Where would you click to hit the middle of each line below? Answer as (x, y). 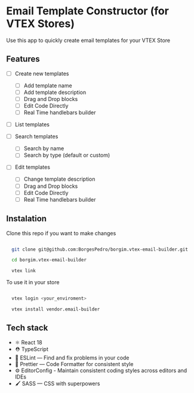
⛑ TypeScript (32, 349)
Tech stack (27, 328)
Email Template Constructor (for (87, 11)
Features (23, 59)
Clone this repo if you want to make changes (61, 233)
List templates (32, 124)
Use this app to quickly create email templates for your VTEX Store (88, 40)
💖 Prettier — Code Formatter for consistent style (74, 364)
